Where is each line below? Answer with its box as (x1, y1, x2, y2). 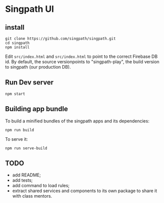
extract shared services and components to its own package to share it (12, 188, 157, 194)
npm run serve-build (5, 146, 48, 151)
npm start (5, 91, 26, 96)
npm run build (5, 127, 35, 132)
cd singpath (5, 41, 30, 45)
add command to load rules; (12, 183, 70, 189)
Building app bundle (5, 105, 68, 113)
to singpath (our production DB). (5, 64, 71, 70)
